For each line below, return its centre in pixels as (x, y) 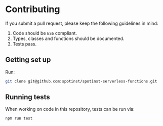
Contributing (33, 9)
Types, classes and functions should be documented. (68, 38)
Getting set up (28, 60)
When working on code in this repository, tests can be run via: (70, 109)
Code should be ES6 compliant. (45, 33)
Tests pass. (25, 44)
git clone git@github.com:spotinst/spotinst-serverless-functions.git (81, 81)
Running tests (28, 97)
